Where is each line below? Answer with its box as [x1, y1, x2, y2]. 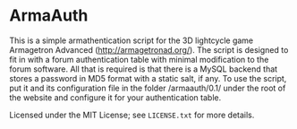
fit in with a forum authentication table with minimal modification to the [9, 54, 269, 64]
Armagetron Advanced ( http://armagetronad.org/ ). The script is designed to [9, 44, 289, 55]
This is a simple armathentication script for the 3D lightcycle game [9, 35, 254, 46]
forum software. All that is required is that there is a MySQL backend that [9, 64, 278, 74]
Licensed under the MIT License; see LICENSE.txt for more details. [9, 109, 255, 120]
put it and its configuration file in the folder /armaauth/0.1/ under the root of [9, 82, 286, 93]
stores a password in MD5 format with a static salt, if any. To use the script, [9, 73, 287, 83]
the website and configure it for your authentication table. [9, 91, 222, 103]
